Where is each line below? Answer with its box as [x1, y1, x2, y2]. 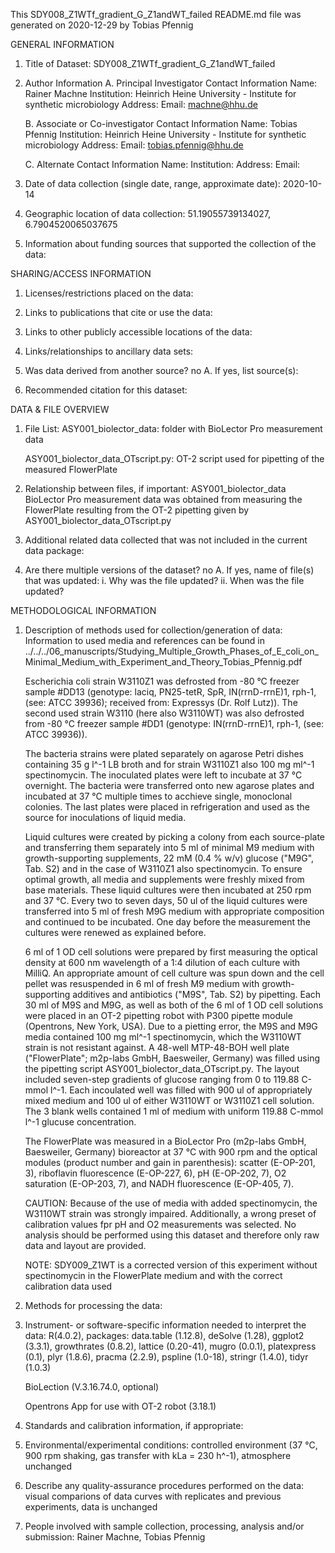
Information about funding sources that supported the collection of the [24, 238, 317, 249]
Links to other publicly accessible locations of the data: [24, 326, 253, 338]
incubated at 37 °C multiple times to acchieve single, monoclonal [24, 790, 293, 802]
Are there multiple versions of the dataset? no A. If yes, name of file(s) [24, 564, 315, 576]
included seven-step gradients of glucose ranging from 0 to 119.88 [24, 1074, 300, 1085]
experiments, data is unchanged [24, 1501, 158, 1513]
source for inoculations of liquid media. [24, 812, 187, 823]
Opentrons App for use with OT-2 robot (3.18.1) [24, 1400, 217, 1412]
